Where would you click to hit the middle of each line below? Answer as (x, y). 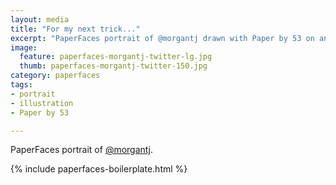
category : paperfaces (55, 76)
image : (24, 47)
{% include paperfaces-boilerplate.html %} (99, 169)
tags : (21, 85)
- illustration (42, 103)
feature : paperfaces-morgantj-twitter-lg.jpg (116, 57)
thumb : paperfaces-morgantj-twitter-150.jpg (113, 66)
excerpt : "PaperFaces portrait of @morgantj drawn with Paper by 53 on (162, 38)
